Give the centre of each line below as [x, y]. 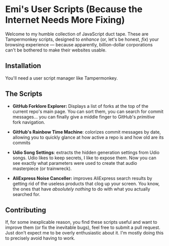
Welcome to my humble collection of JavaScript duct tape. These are [77, 34]
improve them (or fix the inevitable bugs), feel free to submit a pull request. [83, 227]
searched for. [26, 194]
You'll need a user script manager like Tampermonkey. [62, 78]
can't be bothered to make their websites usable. [56, 50]
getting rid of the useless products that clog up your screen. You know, [86, 183]
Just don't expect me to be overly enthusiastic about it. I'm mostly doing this [84, 233]
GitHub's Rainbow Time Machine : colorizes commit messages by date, [87, 132]
